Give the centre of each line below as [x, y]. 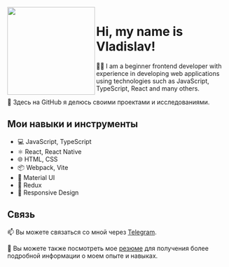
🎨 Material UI [36, 177]
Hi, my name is [140, 32]
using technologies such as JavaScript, [153, 81]
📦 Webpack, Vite [43, 167]
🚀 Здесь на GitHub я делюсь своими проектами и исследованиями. [109, 102]
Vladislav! [126, 47]
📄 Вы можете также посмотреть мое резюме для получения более [108, 248]
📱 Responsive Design [48, 193]
